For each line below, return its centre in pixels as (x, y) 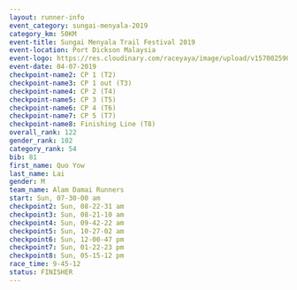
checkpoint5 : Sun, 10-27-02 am (67, 231)
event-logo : (31, 58)
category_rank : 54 (43, 149)
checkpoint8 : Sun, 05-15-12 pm (67, 256)
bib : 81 (23, 157)
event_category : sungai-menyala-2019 (79, 26)
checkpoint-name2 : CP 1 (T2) (63, 75)
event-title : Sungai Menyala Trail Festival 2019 (103, 42)
